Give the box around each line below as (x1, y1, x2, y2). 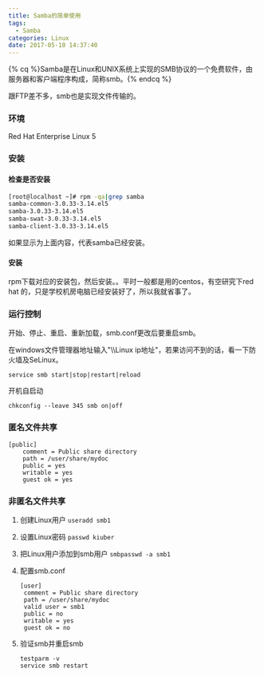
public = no (23, 610, 64, 619)
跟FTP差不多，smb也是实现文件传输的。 (8, 91, 141, 101)
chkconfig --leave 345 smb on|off (8, 402, 124, 410)
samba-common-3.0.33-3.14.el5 (8, 200, 109, 208)
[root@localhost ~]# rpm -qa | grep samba (8, 192, 145, 200)
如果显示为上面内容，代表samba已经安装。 (8, 237, 150, 247)
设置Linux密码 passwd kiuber (19, 532, 115, 542)
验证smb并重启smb (19, 639, 84, 649)
